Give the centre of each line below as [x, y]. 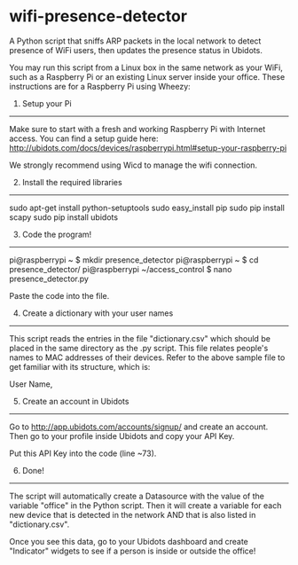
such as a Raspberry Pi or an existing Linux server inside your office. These [147, 76]
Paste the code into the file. [59, 295]
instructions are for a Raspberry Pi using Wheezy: [100, 86]
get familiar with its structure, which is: [80, 366]
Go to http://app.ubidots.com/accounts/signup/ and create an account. [139, 427]
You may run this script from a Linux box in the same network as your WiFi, [146, 67]
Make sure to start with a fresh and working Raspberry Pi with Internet [137, 129]
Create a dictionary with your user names [98, 313]
